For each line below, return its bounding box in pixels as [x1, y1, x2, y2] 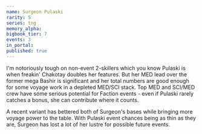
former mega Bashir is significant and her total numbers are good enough [6, 77, 189, 84]
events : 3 [6, 37, 31, 43]
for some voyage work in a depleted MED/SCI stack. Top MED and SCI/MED [6, 84, 195, 91]
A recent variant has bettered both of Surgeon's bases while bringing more [6, 108, 193, 115]
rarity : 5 [6, 14, 31, 20]
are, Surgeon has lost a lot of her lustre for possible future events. [6, 121, 171, 128]
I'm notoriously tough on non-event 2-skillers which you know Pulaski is [6, 64, 186, 72]
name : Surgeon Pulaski [6, 8, 64, 15]
